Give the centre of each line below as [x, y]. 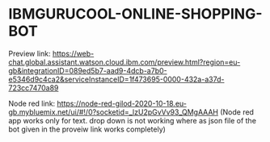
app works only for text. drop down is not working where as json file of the [133, 120]
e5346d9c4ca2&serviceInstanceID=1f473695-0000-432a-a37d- [116, 79]
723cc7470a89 [34, 88]
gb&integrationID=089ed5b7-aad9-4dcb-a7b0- [88, 70]
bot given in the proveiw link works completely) [87, 129]
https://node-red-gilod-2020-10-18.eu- [122, 103]
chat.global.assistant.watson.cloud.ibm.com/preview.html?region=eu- [124, 62]
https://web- [73, 53]
